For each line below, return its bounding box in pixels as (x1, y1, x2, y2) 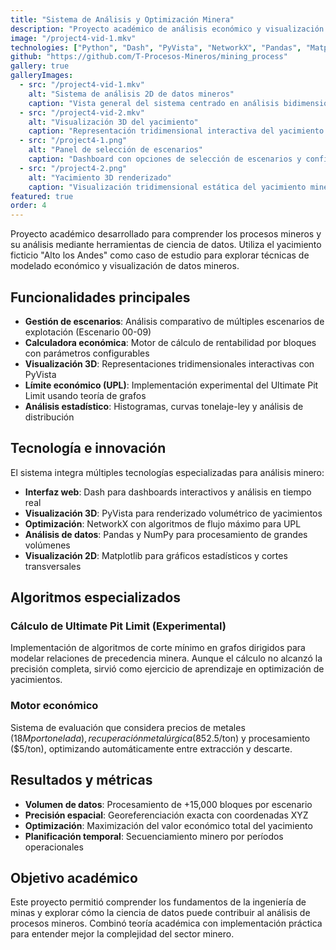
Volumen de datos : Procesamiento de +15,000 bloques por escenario (24, 798, 313, 810)
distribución (24, 411, 75, 423)
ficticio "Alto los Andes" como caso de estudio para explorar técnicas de (10, 249, 310, 261)
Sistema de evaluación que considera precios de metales (10, 721, 246, 733)
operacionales (24, 841, 84, 853)
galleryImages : (10, 71, 74, 81)
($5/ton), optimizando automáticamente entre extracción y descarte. (10, 742, 293, 755)
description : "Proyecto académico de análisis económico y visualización (10, 24, 325, 34)
